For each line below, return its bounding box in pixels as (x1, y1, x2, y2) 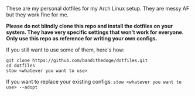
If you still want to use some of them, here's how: (6, 46, 125, 53)
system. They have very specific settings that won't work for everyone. (6, 29, 184, 36)
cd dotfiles (6, 63, 35, 68)
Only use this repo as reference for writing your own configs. (6, 35, 158, 42)
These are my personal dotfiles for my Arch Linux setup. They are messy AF (6, 5, 190, 12)
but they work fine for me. (6, 11, 69, 18)
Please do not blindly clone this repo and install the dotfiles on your (6, 23, 173, 29)
